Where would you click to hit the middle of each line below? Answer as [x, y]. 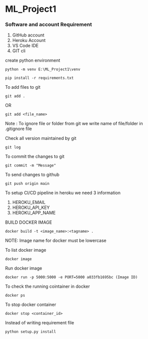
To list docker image [26, 250]
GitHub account [28, 35]
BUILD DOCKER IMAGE [29, 222]
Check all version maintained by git [41, 138]
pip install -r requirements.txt [39, 78]
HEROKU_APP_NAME [34, 213]
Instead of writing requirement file [40, 323]
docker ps [15, 296]
